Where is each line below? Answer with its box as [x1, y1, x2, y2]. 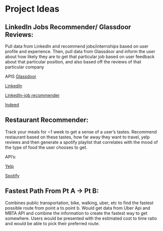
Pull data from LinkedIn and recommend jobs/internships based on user [5, 43, 149, 49]
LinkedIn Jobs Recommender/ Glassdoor [5, 23, 131, 31]
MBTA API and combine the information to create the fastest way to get [5, 210, 147, 216]
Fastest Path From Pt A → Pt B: [5, 187, 99, 195]
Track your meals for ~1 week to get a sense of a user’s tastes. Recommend [5, 129, 157, 135]
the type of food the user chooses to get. [5, 144, 88, 150]
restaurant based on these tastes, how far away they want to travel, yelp [5, 134, 150, 140]
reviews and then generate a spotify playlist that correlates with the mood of [5, 139, 158, 145]
